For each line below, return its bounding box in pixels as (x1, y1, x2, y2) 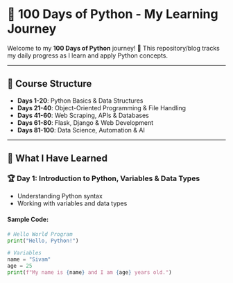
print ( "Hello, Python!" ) (7, 237, 79, 244)
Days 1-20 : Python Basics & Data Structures (17, 96, 144, 105)
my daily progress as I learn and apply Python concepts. (7, 51, 169, 60)
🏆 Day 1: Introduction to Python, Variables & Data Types (7, 173, 200, 183)
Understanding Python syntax (17, 192, 103, 200)
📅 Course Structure (7, 78, 92, 89)
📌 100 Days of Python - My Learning (7, 6, 218, 22)
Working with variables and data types (17, 199, 128, 207)
